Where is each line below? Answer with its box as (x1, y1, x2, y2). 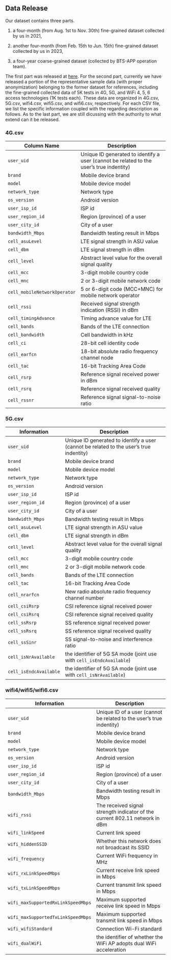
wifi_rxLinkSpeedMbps (8, 871, 60, 876)
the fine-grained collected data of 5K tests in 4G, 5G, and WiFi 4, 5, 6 (5, 89, 151, 96)
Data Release (5, 4, 48, 13)
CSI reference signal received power (65, 603, 152, 610)
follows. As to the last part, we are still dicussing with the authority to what (5, 111, 161, 117)
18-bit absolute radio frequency (80, 348, 158, 355)
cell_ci (8, 340, 26, 346)
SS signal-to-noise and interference (65, 636, 153, 643)
